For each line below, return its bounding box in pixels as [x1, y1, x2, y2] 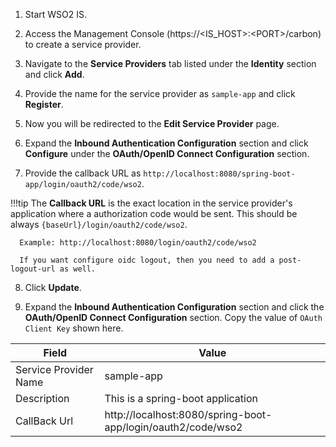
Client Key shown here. [24, 322, 124, 334]
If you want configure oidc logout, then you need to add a [19, 255, 275, 265]
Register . [24, 99, 64, 110]
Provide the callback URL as [24, 167, 142, 179]
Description [15, 392, 70, 405]
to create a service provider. [24, 39, 142, 50]
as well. [59, 264, 97, 274]
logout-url [10, 264, 56, 274]
